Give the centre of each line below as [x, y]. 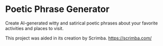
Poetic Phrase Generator [57, 9]
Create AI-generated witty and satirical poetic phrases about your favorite [81, 23]
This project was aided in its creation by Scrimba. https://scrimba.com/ [78, 38]
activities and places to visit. [34, 28]
